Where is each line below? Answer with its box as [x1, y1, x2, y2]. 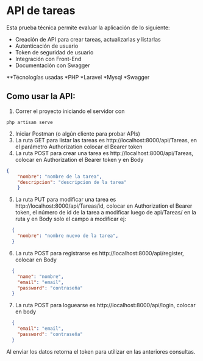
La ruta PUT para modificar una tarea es [15, 196, 116, 203]
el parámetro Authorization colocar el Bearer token [15, 143, 143, 150]
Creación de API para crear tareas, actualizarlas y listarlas [15, 35, 161, 43]
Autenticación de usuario [15, 42, 79, 49]
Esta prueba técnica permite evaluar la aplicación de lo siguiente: [6, 24, 170, 31]
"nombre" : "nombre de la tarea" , [17, 173, 102, 180]
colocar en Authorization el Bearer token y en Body [15, 156, 144, 163]
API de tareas [6, 4, 76, 18]
